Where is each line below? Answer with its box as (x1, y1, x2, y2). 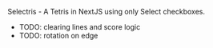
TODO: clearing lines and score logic (18, 22, 141, 31)
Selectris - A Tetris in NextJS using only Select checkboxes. (7, 7, 206, 16)
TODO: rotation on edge (18, 31, 98, 40)
